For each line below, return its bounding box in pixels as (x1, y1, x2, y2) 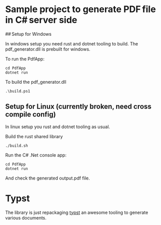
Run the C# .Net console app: (5, 152, 67, 158)
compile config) (5, 110, 57, 119)
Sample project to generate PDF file (5, 4, 156, 15)
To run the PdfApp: (5, 55, 44, 62)
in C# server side (5, 14, 77, 26)
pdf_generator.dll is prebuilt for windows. (5, 46, 91, 52)
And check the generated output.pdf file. (5, 175, 90, 181)
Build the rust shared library (5, 133, 63, 139)
